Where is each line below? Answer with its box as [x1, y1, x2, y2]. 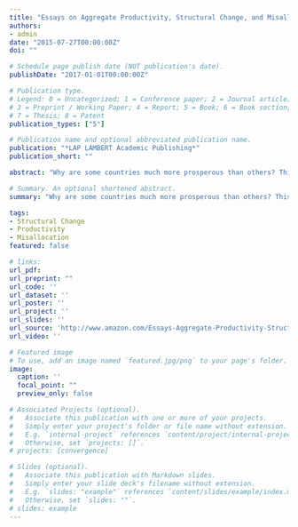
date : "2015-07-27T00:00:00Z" [9, 37, 122, 47]
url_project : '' [9, 307, 69, 316]
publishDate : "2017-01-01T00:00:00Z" [9, 70, 149, 80]
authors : [9, 21, 42, 30]
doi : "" [9, 46, 38, 55]
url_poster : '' [9, 299, 66, 307]
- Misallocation [9, 233, 69, 243]
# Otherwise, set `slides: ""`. [9, 495, 137, 505]
